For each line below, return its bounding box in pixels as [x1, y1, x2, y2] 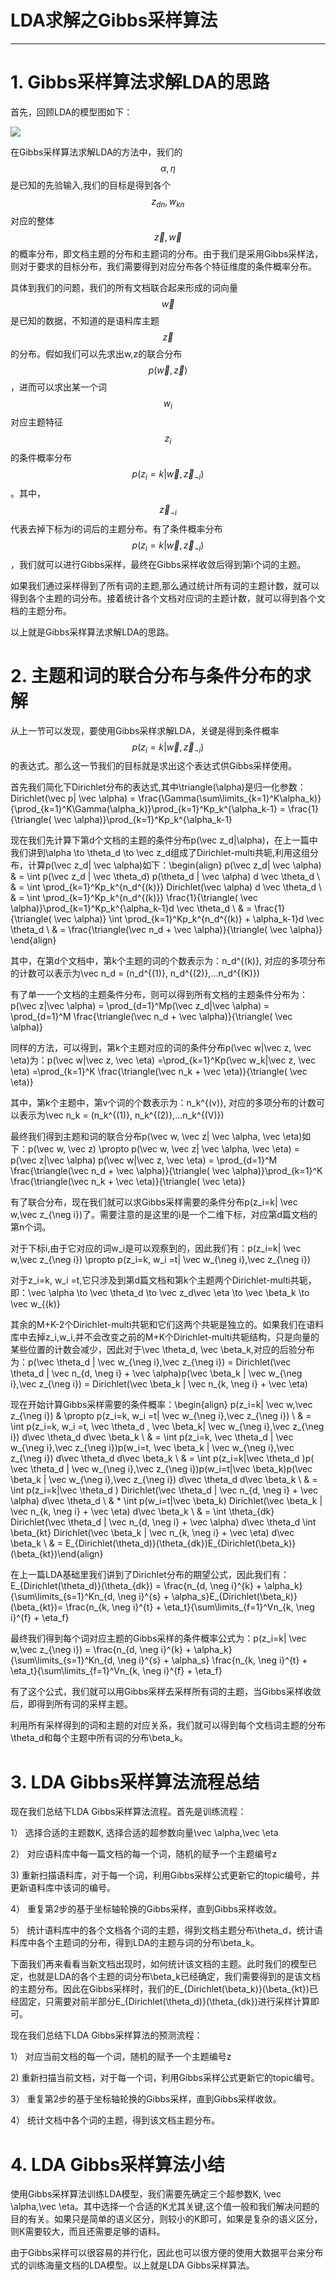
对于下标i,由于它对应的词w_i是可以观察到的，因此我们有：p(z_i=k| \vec [10, 1242, 302, 1255]
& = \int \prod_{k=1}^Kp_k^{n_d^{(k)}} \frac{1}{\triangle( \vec [10, 892, 258, 904]
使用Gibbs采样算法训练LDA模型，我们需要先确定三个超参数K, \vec [10, 2188, 282, 2200]
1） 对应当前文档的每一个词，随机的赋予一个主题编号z [10, 2051, 232, 2063]
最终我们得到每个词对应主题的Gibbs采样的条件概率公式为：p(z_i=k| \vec [10, 1632, 307, 1645]
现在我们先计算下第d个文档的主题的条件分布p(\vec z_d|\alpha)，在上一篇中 [10, 834, 318, 846]
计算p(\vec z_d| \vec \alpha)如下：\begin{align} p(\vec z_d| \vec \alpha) [27, 859, 322, 871]
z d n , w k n [151, 195, 185, 210]
